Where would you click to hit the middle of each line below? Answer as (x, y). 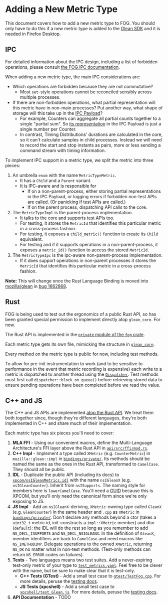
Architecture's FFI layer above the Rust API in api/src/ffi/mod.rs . (80, 448)
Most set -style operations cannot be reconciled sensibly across (86, 92)
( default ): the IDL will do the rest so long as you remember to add (80, 528)
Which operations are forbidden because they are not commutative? (83, 86)
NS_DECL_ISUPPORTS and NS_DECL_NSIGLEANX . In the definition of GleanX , (83, 533)
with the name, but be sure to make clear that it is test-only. (73, 571)
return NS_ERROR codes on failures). (48, 555)
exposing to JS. (28, 501)
